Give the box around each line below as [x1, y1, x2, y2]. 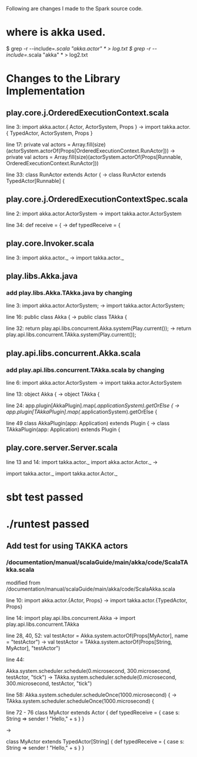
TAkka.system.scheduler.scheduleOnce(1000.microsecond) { [6, 697, 155, 705]
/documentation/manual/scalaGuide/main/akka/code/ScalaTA [6, 558, 188, 566]
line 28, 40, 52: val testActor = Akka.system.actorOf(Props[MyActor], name [6, 632, 188, 639]
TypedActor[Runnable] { [6, 177, 65, 184]
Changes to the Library [6, 72, 121, 85]
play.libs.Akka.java [6, 271, 78, 281]
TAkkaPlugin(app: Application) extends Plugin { [6, 426, 121, 433]
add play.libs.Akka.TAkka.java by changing [6, 288, 132, 296]
